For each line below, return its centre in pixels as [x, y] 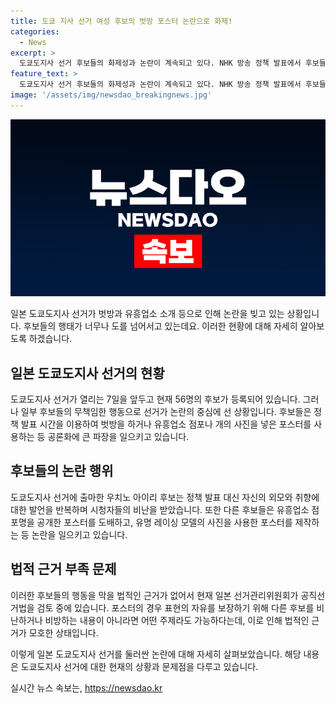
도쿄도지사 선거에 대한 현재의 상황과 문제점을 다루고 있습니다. [139, 666]
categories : [35, 31]
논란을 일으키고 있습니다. [79, 534]
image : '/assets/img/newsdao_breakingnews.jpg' [111, 95]
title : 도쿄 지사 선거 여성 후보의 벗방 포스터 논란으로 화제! [121, 21]
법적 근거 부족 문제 [63, 569]
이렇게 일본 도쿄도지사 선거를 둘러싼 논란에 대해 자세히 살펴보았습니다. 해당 [156, 654]
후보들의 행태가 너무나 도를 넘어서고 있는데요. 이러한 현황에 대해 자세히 [160, 326]
